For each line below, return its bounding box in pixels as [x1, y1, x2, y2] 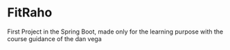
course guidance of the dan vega [7, 34, 102, 42]
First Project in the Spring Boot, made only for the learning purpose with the [7, 27, 224, 36]
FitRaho [7, 5, 53, 21]
